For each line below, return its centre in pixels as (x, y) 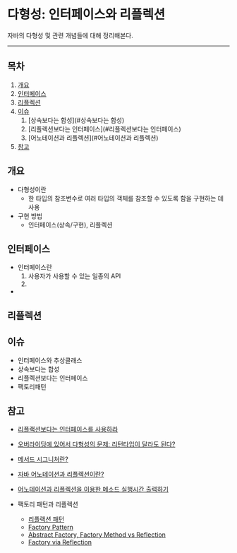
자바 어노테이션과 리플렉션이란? (61, 475)
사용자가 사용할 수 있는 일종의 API (74, 276)
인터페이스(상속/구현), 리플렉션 (70, 225)
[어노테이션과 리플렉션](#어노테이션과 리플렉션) (93, 138)
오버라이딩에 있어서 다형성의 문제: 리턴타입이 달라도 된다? (96, 444)
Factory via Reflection (60, 542)
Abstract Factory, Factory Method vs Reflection (97, 535)
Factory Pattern (51, 528)
